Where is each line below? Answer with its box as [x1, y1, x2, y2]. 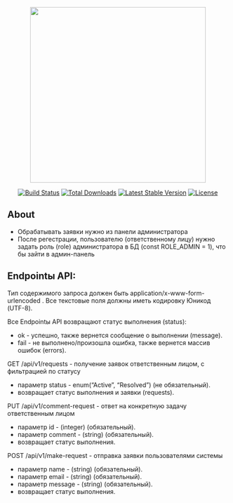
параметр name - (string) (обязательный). [17, 464, 142, 473]
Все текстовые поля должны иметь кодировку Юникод [45, 296, 211, 305]
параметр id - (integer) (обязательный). [17, 422, 136, 431]
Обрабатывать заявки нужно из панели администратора [17, 227, 188, 235]
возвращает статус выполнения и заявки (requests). [17, 388, 175, 396]
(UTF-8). [7, 303, 33, 312]
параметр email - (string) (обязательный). [17, 472, 142, 481]
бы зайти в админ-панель [17, 249, 95, 258]
